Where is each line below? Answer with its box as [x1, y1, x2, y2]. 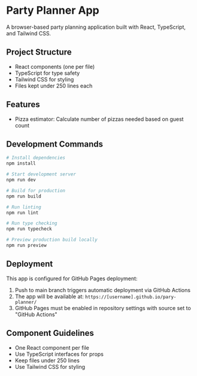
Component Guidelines [6, 328, 95, 338]
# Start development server [6, 171, 77, 177]
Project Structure [6, 47, 72, 57]
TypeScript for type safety [14, 69, 80, 77]
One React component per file [14, 344, 90, 351]
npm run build [6, 193, 42, 199]
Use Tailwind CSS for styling [14, 363, 86, 370]
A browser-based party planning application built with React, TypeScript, [6, 23, 186, 31]
